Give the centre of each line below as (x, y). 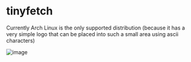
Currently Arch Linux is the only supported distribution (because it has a (96, 28)
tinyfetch (30, 11)
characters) (20, 40)
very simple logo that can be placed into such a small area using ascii (92, 34)
